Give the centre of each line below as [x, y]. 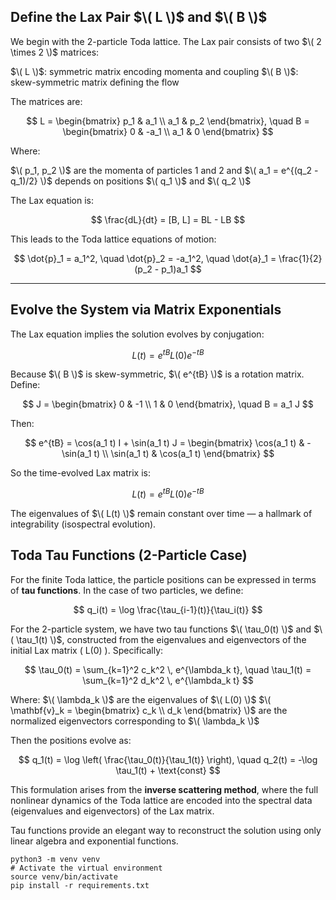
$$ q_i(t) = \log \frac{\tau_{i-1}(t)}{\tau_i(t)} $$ [168, 609]
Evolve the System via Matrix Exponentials [146, 310]
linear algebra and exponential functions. [94, 841]
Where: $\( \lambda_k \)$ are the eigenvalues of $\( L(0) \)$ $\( [141, 699]
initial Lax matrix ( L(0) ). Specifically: [87, 650]
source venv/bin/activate [64, 876]
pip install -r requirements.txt [80, 885]
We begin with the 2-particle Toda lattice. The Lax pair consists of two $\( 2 [166, 41]
